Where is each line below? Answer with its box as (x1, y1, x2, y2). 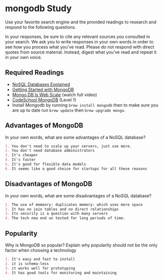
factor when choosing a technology (5, 247, 77, 253)
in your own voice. (5, 54, 42, 60)
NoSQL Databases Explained (12, 81, 70, 87)
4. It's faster (5, 157, 36, 162)
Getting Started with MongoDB (12, 86, 74, 93)
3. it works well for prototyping (5, 266, 76, 271)
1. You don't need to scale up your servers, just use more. (5, 144, 132, 149)
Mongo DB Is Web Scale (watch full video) (12, 92, 98, 97)
